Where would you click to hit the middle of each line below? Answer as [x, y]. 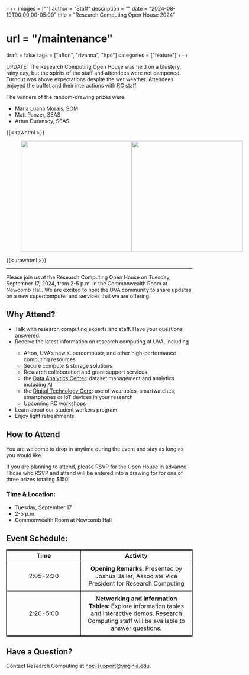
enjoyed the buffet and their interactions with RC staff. [72, 85]
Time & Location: [31, 494]
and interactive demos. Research [136, 613]
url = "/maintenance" [60, 39]
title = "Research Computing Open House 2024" [117, 15]
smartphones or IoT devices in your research [78, 397]
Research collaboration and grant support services [85, 372]
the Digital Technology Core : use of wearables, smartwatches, [99, 391]
